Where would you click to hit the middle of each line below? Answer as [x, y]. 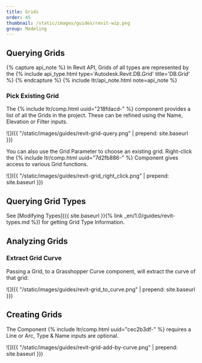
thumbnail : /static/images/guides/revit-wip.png [68, 23]
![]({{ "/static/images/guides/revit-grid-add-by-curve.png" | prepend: [92, 347]
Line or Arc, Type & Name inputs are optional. [63, 335]
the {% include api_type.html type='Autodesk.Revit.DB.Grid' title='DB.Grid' [98, 74]
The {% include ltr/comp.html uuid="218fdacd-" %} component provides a [99, 109]
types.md [18, 222]
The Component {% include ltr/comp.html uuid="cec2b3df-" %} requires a [99, 329]
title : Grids [23, 12]
